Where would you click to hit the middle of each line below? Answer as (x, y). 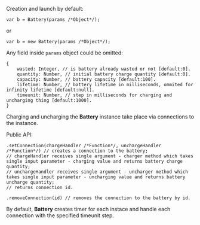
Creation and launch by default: (45, 9)
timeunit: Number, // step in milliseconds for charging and (94, 95)
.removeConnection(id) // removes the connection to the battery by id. (99, 198)
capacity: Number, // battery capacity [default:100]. (87, 80)
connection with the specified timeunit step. (60, 215)
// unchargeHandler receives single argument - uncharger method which (97, 172)
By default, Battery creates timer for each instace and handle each (88, 209)
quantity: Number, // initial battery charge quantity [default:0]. (104, 74)
